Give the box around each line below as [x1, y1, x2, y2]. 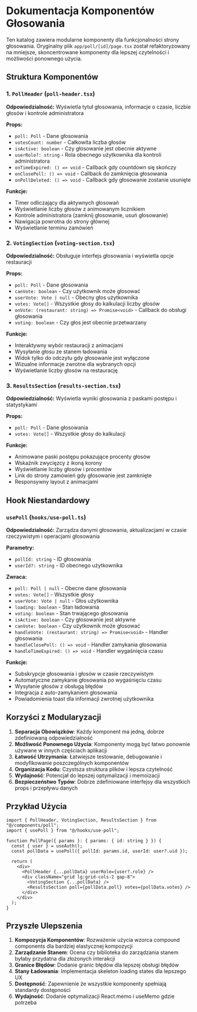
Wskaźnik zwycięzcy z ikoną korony [14, 459, 102, 466]
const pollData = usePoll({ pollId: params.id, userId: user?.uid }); [11, 848, 188, 854]
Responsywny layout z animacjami [14, 478, 99, 485]
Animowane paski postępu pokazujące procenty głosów [14, 453, 151, 461]
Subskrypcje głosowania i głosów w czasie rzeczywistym [14, 670, 154, 677]
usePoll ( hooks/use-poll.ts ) [6, 513, 86, 521]
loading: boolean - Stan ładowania [14, 603, 100, 610]
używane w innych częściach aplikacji [14, 747, 108, 754]
